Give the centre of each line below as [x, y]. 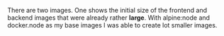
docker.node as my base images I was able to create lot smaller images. [112, 25]
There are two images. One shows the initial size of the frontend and [107, 10]
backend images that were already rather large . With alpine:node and [109, 18]
